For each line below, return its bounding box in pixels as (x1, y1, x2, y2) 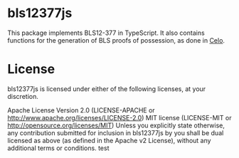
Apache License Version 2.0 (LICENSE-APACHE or (7, 105, 155, 115)
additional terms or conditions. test (7, 144, 110, 152)
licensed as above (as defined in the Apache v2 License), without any (7, 136, 211, 144)
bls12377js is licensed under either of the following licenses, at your (7, 84, 206, 93)
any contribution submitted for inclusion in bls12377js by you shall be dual (7, 128, 224, 137)
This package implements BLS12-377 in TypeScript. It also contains (7, 28, 205, 37)
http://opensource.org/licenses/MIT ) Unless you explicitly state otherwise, (7, 121, 225, 130)
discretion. (7, 92, 39, 100)
